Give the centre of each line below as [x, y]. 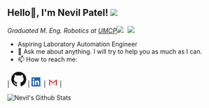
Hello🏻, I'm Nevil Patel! [58, 13]
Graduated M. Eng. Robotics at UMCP [62, 30]
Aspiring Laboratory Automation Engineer [77, 44]
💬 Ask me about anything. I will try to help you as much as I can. [110, 51]
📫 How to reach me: [47, 59]
